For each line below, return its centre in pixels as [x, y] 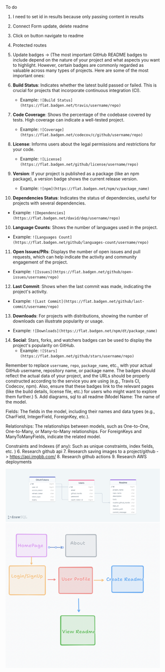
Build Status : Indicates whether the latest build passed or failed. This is [85, 85]
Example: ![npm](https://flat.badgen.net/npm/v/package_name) [85, 188]
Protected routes [30, 45]
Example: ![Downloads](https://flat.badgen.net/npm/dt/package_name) [85, 331]
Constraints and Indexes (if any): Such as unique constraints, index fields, [80, 446]
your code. [24, 149]
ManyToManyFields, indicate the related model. [53, 437]
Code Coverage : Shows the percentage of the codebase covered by [82, 115]
